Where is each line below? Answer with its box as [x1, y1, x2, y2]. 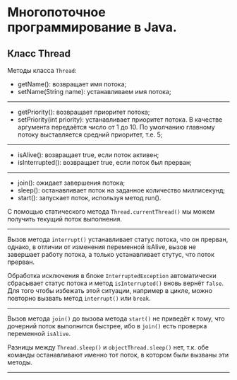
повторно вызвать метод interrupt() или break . [7, 294, 151, 302]
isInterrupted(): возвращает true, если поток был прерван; [17, 159, 192, 166]
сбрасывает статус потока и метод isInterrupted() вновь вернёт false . [7, 279, 224, 287]
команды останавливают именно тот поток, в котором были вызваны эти [7, 351, 229, 359]
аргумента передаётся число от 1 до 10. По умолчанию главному [17, 123, 215, 131]
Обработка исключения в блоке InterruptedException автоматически [7, 272, 217, 280]
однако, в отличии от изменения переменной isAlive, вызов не [7, 243, 196, 251]
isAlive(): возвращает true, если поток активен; [17, 151, 159, 159]
